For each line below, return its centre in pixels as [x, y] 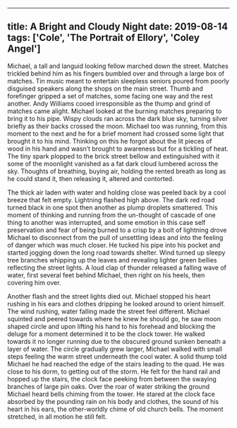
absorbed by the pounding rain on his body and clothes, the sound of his [113, 401]
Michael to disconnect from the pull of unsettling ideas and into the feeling [115, 237]
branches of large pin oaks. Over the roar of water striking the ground [109, 386]
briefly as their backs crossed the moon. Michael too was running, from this [117, 126]
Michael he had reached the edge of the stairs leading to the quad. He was [116, 364]
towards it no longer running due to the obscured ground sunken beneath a [117, 341]
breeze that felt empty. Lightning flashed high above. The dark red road [111, 199]
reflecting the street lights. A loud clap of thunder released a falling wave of [117, 267]
